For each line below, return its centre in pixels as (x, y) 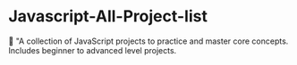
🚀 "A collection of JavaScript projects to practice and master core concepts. (148, 41)
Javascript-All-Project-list (108, 16)
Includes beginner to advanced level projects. (93, 50)
